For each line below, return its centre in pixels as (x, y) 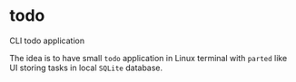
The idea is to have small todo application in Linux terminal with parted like (148, 58)
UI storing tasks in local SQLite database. (86, 68)
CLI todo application (47, 41)
